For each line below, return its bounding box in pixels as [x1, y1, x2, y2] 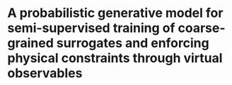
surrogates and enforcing [56, 35, 210, 51]
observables [7, 65, 83, 81]
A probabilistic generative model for [7, 5, 224, 21]
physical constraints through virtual [7, 50, 223, 67]
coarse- [178, 20, 226, 36]
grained [7, 35, 54, 51]
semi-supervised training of [7, 20, 175, 36]
